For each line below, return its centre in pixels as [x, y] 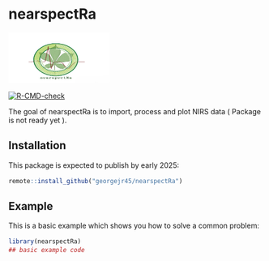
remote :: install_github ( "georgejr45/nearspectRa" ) [96, 181]
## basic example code [47, 250]
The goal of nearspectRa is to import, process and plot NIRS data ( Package [135, 111]
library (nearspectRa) [45, 242]
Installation [37, 145]
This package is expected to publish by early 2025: [94, 165]
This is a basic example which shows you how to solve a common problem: [134, 226]
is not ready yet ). [38, 120]
